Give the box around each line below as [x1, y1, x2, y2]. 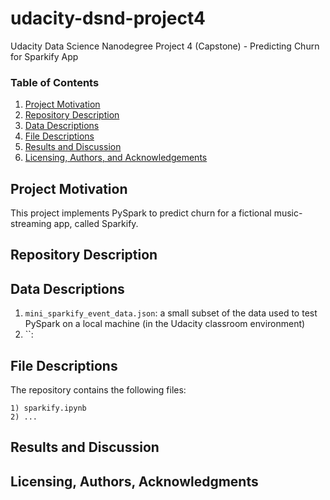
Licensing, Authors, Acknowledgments [10, 473, 259, 490]
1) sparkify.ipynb [10, 403, 87, 414]
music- [273, 207, 303, 219]
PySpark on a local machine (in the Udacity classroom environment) [24, 318, 306, 330]
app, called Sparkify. [53, 218, 139, 230]
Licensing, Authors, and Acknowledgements [24, 152, 208, 164]
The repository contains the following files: [10, 384, 187, 396]
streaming [10, 218, 52, 230]
